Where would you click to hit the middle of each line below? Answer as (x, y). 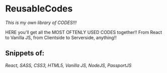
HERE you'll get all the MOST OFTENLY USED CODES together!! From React (84, 32)
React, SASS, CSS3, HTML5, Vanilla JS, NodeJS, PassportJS (68, 65)
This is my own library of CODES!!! (41, 22)
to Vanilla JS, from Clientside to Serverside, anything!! (61, 37)
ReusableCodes (39, 9)
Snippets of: (25, 53)
